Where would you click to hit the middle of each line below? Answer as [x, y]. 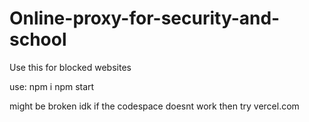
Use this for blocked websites [70, 67]
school [38, 39]
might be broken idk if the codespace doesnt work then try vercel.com [154, 106]
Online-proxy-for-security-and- [145, 18]
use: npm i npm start [52, 86]
